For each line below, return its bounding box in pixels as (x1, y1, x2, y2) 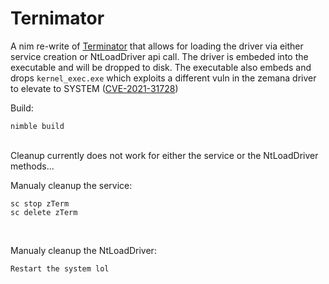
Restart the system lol (10, 263, 110, 274)
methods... (10, 160, 55, 172)
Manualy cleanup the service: (10, 179, 133, 191)
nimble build (10, 121, 65, 131)
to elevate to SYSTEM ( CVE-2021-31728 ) (10, 82, 179, 94)
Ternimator (10, 7, 105, 30)
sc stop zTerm (10, 198, 70, 209)
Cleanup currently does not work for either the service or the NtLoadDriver (10, 149, 319, 161)
